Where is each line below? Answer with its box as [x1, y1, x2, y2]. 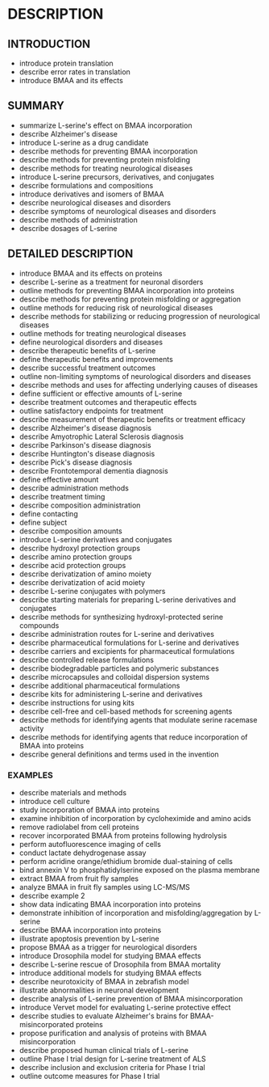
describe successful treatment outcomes [19, 363, 156, 373]
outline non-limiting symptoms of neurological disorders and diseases [19, 371, 251, 381]
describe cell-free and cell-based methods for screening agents [19, 706, 233, 716]
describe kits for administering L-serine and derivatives [19, 689, 203, 699]
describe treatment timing [19, 491, 106, 501]
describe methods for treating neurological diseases [19, 163, 193, 173]
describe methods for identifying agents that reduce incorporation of [19, 732, 248, 742]
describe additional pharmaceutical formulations [19, 680, 180, 690]
